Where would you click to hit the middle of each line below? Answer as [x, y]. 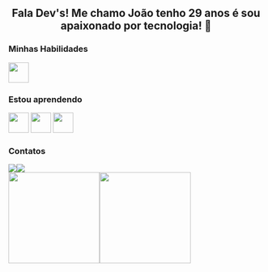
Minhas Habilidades [48, 49]
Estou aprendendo [45, 99]
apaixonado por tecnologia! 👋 [136, 26]
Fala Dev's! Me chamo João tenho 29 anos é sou [136, 13]
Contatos [27, 151]
